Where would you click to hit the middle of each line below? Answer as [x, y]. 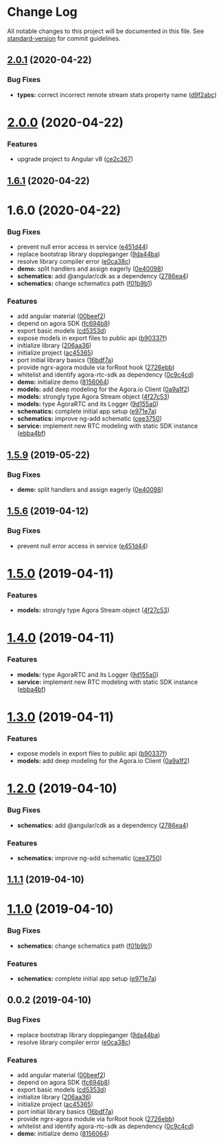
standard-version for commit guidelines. [64, 38]
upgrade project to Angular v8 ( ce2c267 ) [75, 159]
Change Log [42, 12]
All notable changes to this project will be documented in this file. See [106, 31]
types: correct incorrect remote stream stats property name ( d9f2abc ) [117, 94]
